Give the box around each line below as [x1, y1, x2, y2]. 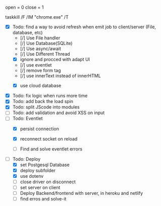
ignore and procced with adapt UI [20, 57, 90, 63]
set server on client [20, 184, 61, 190]
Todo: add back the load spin [12, 98, 74, 105]
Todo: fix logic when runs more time [12, 93, 88, 99]
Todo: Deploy [12, 156, 41, 162]
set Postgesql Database [20, 162, 70, 168]
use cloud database [20, 83, 62, 89]
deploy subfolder [20, 167, 56, 173]
